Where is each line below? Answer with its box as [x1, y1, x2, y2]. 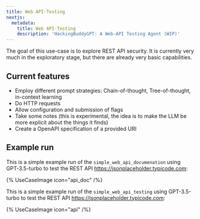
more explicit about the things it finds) [14, 118, 109, 126]
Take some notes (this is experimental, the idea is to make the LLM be [14, 112, 187, 120]
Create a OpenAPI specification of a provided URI [14, 125, 137, 132]
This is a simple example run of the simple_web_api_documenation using [6, 158, 181, 165]
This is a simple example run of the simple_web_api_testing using [6, 188, 167, 195]
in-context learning [14, 93, 62, 101]
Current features [6, 71, 70, 81]
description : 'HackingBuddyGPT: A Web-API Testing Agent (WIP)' [17, 31, 180, 37]
